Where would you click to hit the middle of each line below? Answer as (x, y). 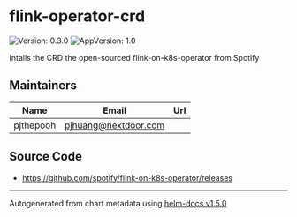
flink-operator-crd (77, 16)
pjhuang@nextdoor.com (115, 125)
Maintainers (43, 86)
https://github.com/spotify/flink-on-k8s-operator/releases (127, 177)
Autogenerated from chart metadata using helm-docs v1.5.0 (118, 203)
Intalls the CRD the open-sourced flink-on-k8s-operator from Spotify (134, 57)
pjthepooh (35, 125)
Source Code (46, 157)
